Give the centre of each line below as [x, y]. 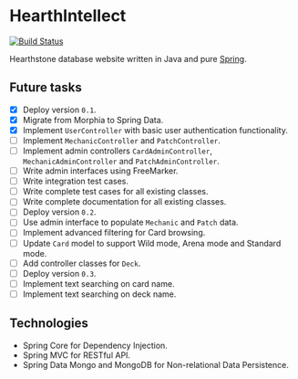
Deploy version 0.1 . [59, 110]
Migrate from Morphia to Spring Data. [93, 120]
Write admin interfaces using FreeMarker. [100, 171]
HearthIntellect [68, 16]
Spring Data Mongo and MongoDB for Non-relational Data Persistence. [155, 364]
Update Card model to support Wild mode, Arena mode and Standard [152, 243]
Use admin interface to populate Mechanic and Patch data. [130, 222]
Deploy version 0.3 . [59, 273]
